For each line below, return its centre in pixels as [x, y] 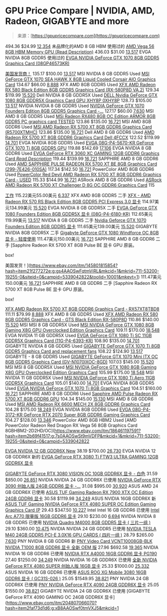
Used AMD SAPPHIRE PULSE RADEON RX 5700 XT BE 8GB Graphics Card [81, 164]
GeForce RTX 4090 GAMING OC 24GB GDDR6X [54, 597]
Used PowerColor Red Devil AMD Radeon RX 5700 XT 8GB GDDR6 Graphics [83, 174]
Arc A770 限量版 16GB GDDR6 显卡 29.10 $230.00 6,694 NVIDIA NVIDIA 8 [81, 516]
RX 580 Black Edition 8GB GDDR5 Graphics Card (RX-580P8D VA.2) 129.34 [82, 90]
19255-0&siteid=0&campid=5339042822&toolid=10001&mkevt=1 [72, 277]
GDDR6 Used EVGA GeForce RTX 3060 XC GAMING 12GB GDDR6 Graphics [83, 153]
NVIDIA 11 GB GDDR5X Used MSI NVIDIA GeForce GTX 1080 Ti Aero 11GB [80, 377]
